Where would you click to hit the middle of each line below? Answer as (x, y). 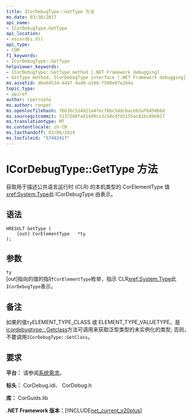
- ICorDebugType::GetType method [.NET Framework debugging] (83, 72)
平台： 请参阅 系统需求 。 (35, 373)
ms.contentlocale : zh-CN (37, 127)
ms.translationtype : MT (35, 122)
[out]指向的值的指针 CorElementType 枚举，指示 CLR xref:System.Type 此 (91, 279)
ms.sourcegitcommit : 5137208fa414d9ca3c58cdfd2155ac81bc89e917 (86, 116)
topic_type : (21, 89)
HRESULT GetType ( (29, 228)
